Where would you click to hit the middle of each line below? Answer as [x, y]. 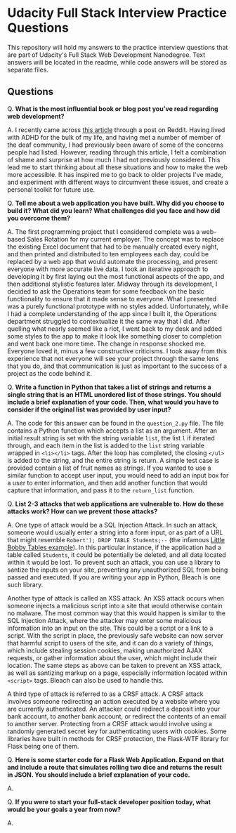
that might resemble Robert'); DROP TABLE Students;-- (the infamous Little [116, 539]
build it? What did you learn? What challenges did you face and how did [114, 210]
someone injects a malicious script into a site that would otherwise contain [115, 605]
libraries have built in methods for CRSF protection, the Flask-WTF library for [118, 738]
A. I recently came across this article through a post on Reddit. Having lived [116, 130]
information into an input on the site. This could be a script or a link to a [110, 628]
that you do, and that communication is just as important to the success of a [117, 366]
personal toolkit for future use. [51, 189]
